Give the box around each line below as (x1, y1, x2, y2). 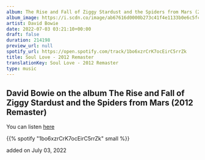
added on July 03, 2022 (6, 147, 67, 154)
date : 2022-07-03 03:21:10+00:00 (6, 26, 92, 32)
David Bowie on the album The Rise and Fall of (6, 88, 185, 98)
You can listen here (6, 123, 55, 131)
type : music (6, 65, 37, 72)
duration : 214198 (6, 37, 51, 43)
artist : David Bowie (6, 20, 59, 26)
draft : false (6, 32, 40, 38)
